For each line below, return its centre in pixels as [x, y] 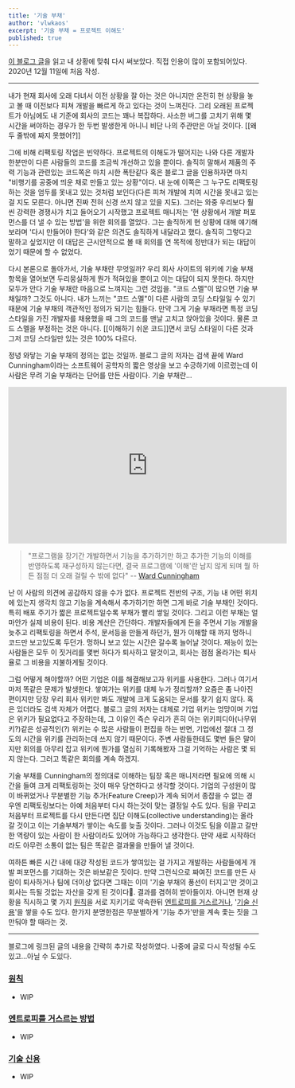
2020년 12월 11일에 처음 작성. [54, 72]
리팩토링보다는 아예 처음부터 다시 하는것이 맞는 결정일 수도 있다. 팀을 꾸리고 [140, 805]
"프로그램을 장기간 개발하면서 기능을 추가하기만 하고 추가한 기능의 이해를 [140, 556]
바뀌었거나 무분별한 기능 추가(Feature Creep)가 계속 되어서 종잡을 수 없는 [130, 796]
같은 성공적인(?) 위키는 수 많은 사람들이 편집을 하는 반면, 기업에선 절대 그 [133, 729]
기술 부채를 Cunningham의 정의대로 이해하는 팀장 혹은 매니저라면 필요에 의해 [128, 776]
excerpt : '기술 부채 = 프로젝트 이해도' [67, 30]
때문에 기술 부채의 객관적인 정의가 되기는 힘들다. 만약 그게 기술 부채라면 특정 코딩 [133, 309]
